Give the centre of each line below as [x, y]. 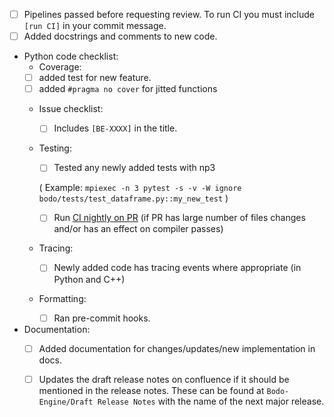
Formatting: [62, 298]
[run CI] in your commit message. [95, 26]
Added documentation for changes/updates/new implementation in [177, 348]
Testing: [55, 148]
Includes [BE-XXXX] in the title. [115, 128]
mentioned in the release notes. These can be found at [151, 390]
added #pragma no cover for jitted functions [128, 89]
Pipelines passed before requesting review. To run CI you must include [169, 14]
